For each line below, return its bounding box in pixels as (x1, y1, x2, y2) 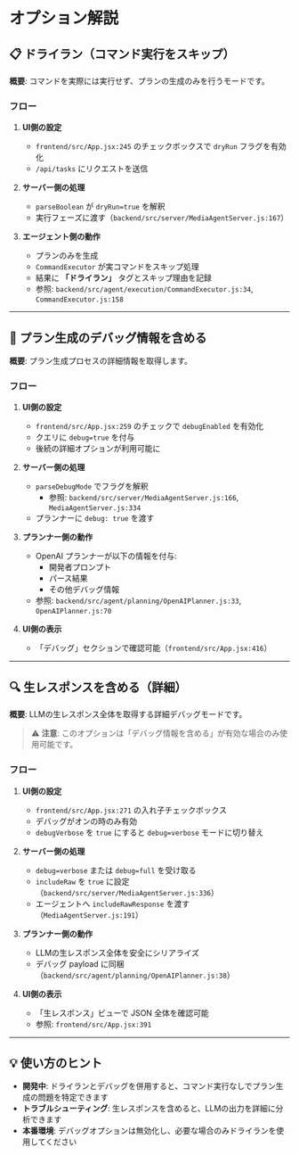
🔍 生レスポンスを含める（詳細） (9, 680, 187, 695)
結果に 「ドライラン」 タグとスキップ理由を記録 (35, 273, 212, 284)
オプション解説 (9, 8, 119, 29)
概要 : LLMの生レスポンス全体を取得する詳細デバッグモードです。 (9, 709, 247, 720)
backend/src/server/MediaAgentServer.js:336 (43, 888, 212, 897)
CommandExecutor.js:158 (35, 295, 125, 304)
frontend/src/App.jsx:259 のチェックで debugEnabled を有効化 (35, 421, 264, 432)
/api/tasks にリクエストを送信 (35, 163, 149, 174)
